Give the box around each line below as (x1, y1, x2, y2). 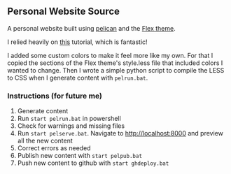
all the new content (17, 136, 73, 145)
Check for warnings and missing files (17, 122, 125, 130)
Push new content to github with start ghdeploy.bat (17, 159, 169, 167)
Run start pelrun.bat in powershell (17, 115, 121, 123)
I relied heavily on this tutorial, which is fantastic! (7, 38, 148, 46)
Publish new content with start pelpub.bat (17, 152, 142, 160)
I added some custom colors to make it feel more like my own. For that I (7, 51, 213, 59)
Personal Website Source (7, 6, 120, 17)
